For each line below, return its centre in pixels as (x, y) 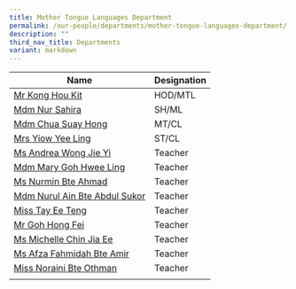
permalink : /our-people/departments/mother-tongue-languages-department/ (148, 26)
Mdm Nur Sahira (47, 110)
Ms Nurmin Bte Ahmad (61, 182)
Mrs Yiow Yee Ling (52, 138)
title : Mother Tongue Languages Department (91, 17)
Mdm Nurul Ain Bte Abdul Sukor (80, 196)
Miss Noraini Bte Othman (66, 269)
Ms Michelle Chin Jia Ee (63, 239)
